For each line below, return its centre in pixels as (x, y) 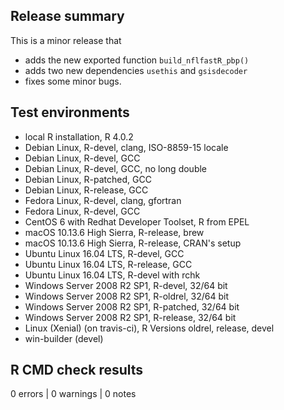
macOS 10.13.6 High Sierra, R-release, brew (114, 232)
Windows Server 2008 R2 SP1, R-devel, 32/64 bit (126, 285)
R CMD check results (77, 370)
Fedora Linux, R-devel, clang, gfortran (103, 200)
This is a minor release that (66, 40)
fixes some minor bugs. (73, 81)
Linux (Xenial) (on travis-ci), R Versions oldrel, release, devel (149, 328)
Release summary (67, 16)
